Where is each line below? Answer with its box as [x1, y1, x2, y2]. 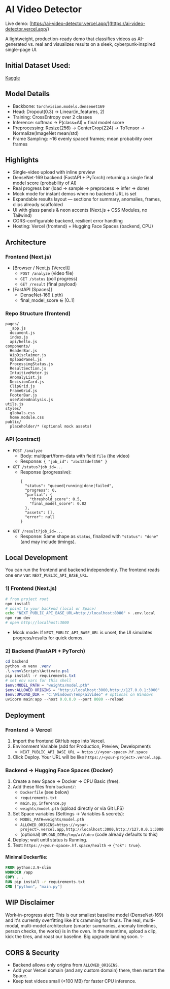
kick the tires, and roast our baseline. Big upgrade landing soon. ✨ [5, 933, 144, 940]
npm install [5, 601, 30, 606]
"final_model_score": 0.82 [29, 501, 87, 506]
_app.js [10, 326, 26, 331]
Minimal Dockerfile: [5, 854, 48, 860]
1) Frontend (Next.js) [5, 585, 57, 592]
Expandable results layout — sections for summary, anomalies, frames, [12, 196, 161, 202]
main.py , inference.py [20, 800, 66, 806]
